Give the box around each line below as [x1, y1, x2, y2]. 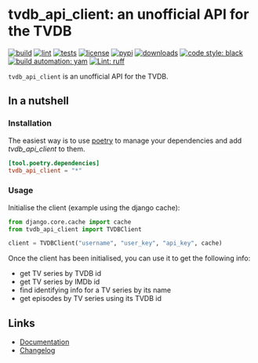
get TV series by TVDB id [19, 269, 102, 278]
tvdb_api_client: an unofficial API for [8, 5, 249, 24]
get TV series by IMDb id [19, 277, 100, 287]
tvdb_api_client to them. [8, 143, 85, 154]
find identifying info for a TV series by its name [19, 285, 171, 295]
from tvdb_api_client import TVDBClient [8, 225, 143, 233]
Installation [8, 118, 53, 129]
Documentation [19, 337, 70, 347]
